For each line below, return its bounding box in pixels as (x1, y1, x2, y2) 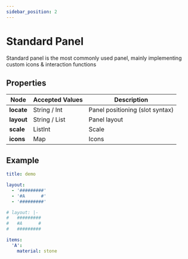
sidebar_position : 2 (6, 8, 58, 15)
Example (6, 155, 39, 165)
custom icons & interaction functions (6, 60, 97, 68)
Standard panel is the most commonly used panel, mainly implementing (6, 54, 182, 62)
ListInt (33, 125, 51, 133)
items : (6, 237, 23, 243)
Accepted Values (33, 96, 84, 104)
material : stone (17, 248, 58, 254)
